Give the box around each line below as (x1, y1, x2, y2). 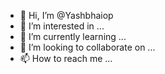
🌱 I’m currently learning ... (19, 31, 127, 42)
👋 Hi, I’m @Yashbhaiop (19, 10, 114, 21)
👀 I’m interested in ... (19, 20, 105, 32)
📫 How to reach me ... (19, 53, 113, 64)
